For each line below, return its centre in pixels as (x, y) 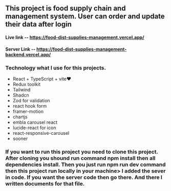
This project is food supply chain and (66, 8)
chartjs (20, 116)
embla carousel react (35, 122)
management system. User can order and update (85, 17)
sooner (20, 138)
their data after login (38, 24)
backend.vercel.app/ (28, 54)
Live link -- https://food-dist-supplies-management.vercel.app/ (75, 37)
